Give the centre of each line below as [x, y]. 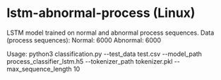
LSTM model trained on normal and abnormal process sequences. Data [110, 33]
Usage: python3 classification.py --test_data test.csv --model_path [104, 54]
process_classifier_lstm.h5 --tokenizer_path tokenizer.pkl [90, 61]
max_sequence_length [39, 69]
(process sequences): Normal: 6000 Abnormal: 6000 [84, 40]
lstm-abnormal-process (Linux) [101, 13]
